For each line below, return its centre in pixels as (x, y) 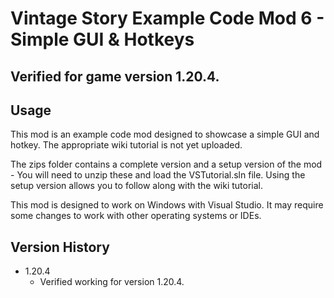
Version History (60, 247)
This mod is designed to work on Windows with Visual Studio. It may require (167, 205)
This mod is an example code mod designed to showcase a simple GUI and (165, 134)
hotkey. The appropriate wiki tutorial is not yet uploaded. (126, 145)
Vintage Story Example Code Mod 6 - (167, 18)
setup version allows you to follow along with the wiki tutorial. (137, 186)
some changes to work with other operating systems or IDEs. (136, 216)
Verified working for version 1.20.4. (112, 282)
